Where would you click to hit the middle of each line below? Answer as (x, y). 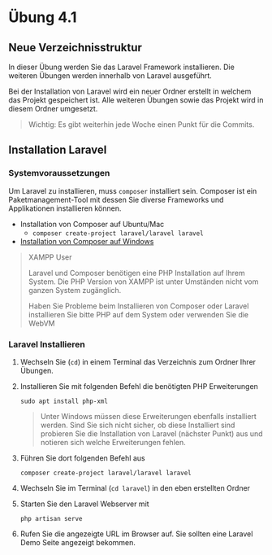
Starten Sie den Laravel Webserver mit (84, 504)
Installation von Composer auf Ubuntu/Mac (92, 224)
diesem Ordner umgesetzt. (53, 109)
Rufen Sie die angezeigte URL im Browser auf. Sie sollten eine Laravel (136, 534)
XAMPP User (50, 257)
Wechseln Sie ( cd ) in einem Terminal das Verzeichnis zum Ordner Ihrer (138, 361)
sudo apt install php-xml (64, 401)
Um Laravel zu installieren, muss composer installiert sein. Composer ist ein (133, 190)
